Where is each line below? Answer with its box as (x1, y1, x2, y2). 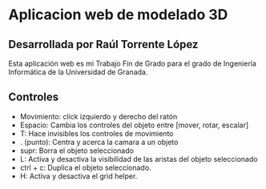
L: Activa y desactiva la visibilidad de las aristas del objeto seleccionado (19, 154, 258, 163)
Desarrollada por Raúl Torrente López (8, 38, 199, 51)
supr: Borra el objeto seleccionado (19, 146, 135, 155)
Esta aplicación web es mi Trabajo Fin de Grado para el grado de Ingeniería (8, 58, 256, 68)
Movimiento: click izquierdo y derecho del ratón (19, 111, 178, 121)
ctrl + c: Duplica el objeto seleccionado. (19, 163, 151, 172)
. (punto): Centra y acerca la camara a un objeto (19, 137, 179, 147)
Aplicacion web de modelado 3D (8, 6, 228, 24)
